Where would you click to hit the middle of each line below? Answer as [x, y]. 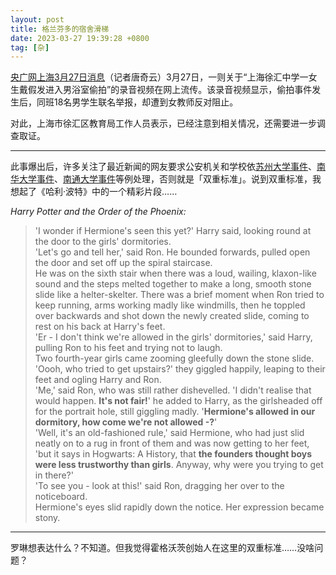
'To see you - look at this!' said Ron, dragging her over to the [159, 486]
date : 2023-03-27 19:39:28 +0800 [80, 38]
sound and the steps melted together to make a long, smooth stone [173, 284]
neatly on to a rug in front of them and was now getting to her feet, [172, 443]
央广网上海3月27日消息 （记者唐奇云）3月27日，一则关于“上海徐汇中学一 [159, 77]
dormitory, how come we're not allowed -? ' [126, 422]
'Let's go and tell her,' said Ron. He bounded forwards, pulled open [172, 252]
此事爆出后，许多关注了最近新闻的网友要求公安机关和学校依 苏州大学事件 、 [163, 167]
